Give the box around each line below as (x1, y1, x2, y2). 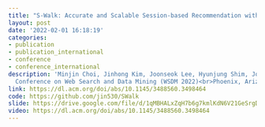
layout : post (8, 19, 51, 27)
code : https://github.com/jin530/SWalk (8, 92, 140, 100)
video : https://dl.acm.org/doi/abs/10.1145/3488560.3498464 (8, 107, 211, 115)
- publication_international (8, 48, 104, 56)
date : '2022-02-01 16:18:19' (8, 26, 104, 34)
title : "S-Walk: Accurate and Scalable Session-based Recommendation (8, 11, 242, 20)
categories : (8, 33, 47, 42)
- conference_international (8, 63, 101, 71)
